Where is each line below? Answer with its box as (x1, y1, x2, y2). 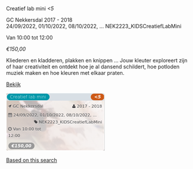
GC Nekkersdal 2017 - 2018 (6, 16, 72, 23)
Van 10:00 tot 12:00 (6, 34, 53, 41)
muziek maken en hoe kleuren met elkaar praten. (6, 69, 125, 76)
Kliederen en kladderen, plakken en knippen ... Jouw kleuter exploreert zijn (6, 57, 188, 64)
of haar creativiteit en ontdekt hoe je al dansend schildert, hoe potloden (6, 63, 179, 70)
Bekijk (6, 81, 21, 88)
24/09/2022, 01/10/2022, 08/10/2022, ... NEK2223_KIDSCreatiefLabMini (6, 23, 182, 29)
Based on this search (6, 157, 58, 164)
